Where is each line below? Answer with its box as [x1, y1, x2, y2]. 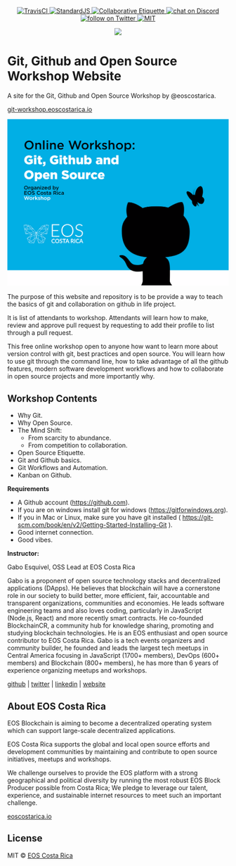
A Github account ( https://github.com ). [17, 498, 130, 507]
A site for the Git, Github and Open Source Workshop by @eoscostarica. [7, 91, 216, 100]
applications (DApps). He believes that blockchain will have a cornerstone [7, 584, 221, 592]
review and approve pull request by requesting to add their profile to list [7, 321, 215, 330]
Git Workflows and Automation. [17, 464, 108, 472]
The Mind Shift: [17, 426, 62, 435]
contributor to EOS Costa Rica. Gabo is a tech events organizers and [7, 637, 205, 645]
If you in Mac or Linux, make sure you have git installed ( [17, 514, 181, 522]
